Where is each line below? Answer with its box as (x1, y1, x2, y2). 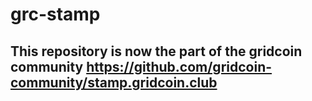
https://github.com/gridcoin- (86, 58, 273, 75)
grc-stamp (10, 3, 101, 26)
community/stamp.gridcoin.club (10, 74, 218, 91)
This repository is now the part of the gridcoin (10, 43, 303, 60)
